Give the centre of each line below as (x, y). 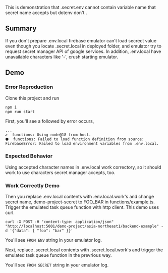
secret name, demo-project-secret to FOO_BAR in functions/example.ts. (80, 202)
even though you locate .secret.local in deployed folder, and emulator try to (83, 46)
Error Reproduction (29, 87)
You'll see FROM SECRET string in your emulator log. (57, 265)
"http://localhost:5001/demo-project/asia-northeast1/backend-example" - (85, 227)
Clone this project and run (32, 98)
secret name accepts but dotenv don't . (46, 13)
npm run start (20, 112)
